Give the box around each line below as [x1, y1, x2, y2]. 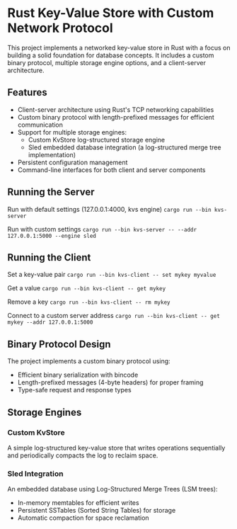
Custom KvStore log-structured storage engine [28, 135, 165, 144]
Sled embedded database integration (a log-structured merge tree [28, 143, 221, 152]
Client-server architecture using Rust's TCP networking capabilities [17, 105, 214, 114]
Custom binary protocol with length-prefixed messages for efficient [17, 113, 214, 121]
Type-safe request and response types [17, 386, 132, 394]
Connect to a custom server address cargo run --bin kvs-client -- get [7, 312, 221, 320]
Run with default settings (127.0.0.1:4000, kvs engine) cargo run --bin [7, 205, 212, 213]
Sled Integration [7, 469, 64, 479]
